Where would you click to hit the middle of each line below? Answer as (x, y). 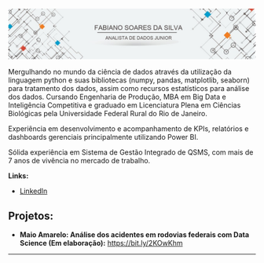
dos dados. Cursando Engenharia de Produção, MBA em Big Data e (117, 97)
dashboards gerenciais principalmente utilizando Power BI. (103, 137)
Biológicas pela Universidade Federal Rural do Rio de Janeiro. (108, 114)
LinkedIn (33, 191)
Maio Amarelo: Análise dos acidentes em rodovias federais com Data (134, 235)
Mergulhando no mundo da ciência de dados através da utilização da (120, 72)
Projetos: (31, 216)
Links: (18, 176)
